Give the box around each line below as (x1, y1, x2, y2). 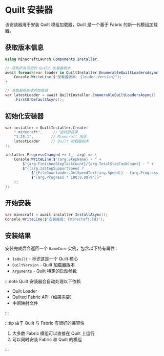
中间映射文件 (12, 300, 38, 306)
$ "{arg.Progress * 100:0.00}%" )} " (31, 175, 102, 180)
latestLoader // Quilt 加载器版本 (14, 139, 89, 144)
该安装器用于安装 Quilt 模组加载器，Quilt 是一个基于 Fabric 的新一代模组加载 (5, 22, 158, 27)
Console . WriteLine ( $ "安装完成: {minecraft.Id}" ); (5, 216, 105, 222)
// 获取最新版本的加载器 (5, 88, 48, 93)
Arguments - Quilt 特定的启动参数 (12, 268, 77, 274)
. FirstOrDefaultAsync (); (14, 97, 64, 102)
